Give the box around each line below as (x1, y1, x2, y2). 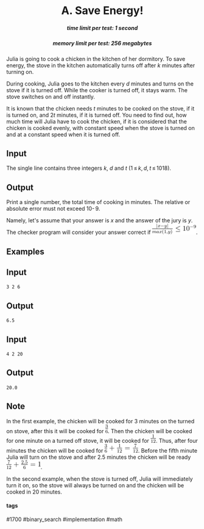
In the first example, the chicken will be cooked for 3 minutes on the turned (6, 417, 195, 425)
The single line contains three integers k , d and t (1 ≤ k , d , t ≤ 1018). (6, 164, 172, 172)
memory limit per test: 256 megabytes (52, 40, 152, 47)
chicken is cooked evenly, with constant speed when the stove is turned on (6, 124, 195, 131)
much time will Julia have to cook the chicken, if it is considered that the (6, 117, 187, 125)
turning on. (6, 68, 34, 75)
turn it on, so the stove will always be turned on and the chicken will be (6, 481, 185, 489)
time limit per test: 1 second (66, 24, 138, 31)
